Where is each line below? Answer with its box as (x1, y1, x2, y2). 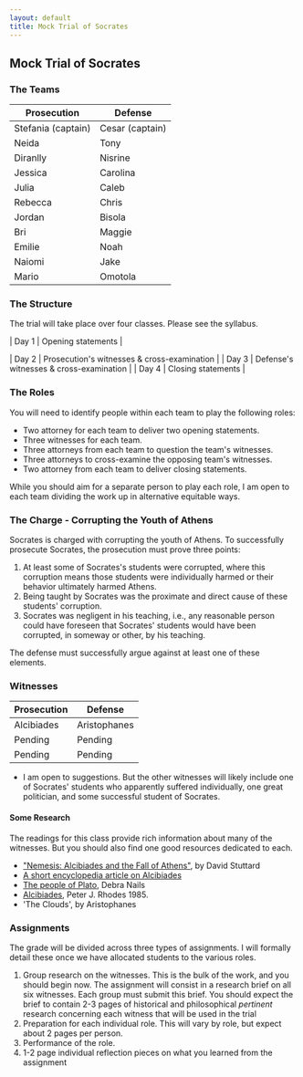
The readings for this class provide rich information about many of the (9, 832, 273, 843)
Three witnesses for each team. (22, 434, 143, 445)
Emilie (14, 241, 40, 254)
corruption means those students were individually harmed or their (22, 571, 274, 582)
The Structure (9, 298, 73, 310)
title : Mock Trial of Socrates (9, 22, 129, 31)
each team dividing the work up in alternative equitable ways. (9, 490, 240, 502)
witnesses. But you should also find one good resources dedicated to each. (9, 842, 294, 853)
